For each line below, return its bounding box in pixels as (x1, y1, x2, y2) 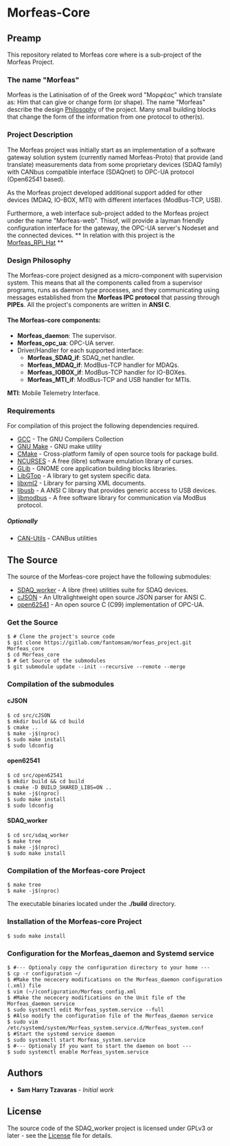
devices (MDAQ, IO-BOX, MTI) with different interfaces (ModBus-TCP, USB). (7, 195, 223, 204)
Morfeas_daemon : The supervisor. (16, 332, 117, 340)
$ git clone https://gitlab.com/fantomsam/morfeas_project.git (7, 639, 192, 646)
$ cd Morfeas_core (7, 652, 60, 659)
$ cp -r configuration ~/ (7, 970, 81, 977)
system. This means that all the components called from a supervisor (7, 278, 203, 287)
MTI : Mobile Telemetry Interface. (7, 389, 100, 397)
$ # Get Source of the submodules (7, 657, 106, 665)
